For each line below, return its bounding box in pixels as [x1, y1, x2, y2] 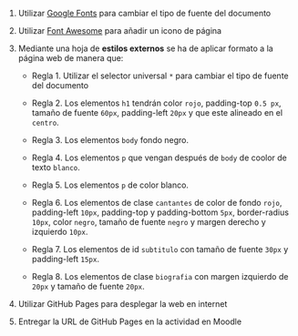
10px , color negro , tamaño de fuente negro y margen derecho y [31, 217, 266, 227]
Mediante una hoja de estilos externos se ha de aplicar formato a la [17, 43, 273, 54]
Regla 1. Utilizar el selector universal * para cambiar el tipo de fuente [31, 70, 289, 81]
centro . [31, 117, 59, 127]
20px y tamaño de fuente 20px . [31, 281, 146, 291]
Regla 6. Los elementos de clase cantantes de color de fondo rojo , [31, 198, 283, 208]
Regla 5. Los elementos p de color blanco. [31, 179, 190, 190]
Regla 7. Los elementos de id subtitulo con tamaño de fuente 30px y [31, 244, 289, 254]
